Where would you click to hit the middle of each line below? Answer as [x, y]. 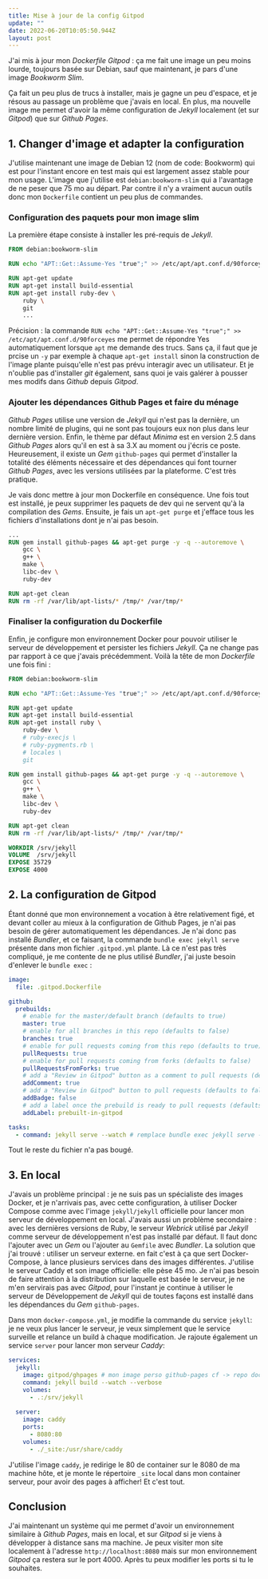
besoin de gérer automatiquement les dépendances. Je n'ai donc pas [122, 930]
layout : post [30, 38]
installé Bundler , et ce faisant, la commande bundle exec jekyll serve [124, 939]
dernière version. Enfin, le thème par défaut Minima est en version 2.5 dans [132, 437]
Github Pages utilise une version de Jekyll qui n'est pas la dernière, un [124, 419]
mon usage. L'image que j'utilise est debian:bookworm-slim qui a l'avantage [131, 180]
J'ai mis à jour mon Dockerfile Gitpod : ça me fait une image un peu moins [130, 61]
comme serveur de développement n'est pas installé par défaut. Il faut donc [133, 1237]
